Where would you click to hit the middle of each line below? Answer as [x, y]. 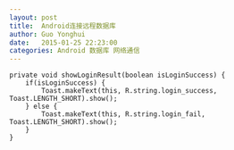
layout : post [33, 17]
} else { [42, 107]
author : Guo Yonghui [48, 34]
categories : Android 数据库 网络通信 [75, 51]
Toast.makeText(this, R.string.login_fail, [123, 114]
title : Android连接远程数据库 [63, 26]
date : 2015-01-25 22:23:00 [63, 42]
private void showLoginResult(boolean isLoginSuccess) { [117, 75]
